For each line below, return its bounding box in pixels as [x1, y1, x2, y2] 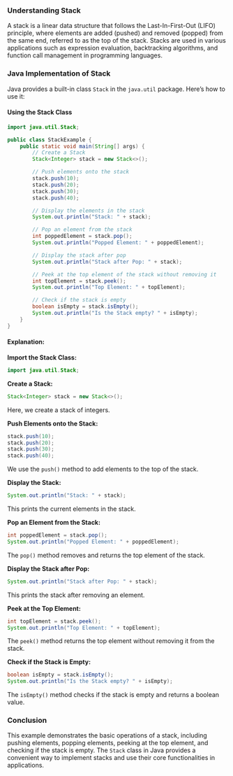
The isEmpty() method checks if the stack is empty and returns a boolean [7, 691, 220, 699]
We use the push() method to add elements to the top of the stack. [7, 465, 199, 474]
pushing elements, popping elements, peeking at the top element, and [7, 739, 209, 747]
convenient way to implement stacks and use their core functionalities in [7, 754, 216, 762]
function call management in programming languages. [7, 51, 163, 59]
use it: [7, 92, 25, 100]
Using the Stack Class [7, 108, 73, 117]
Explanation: [7, 338, 45, 346]
